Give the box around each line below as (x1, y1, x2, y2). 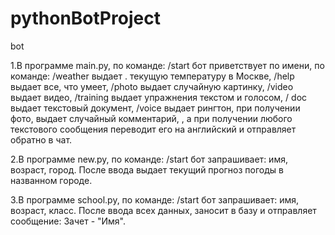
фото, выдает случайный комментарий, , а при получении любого (10, 112, 293, 124)
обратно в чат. (10, 133, 73, 146)
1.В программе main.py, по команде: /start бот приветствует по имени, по (10, 59, 325, 71)
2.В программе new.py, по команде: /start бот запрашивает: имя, (10, 153, 288, 165)
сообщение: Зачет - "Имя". (10, 215, 127, 227)
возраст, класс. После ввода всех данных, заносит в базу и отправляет (10, 204, 317, 216)
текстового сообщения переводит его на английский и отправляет (10, 123, 297, 135)
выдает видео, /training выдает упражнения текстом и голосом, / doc (10, 91, 308, 103)
